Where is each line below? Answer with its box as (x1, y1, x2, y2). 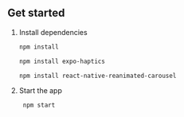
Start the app (18, 86, 63, 96)
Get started (7, 6, 65, 20)
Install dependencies (18, 27, 88, 37)
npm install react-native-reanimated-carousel (18, 72, 177, 80)
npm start (22, 101, 56, 110)
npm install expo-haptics (18, 57, 105, 65)
